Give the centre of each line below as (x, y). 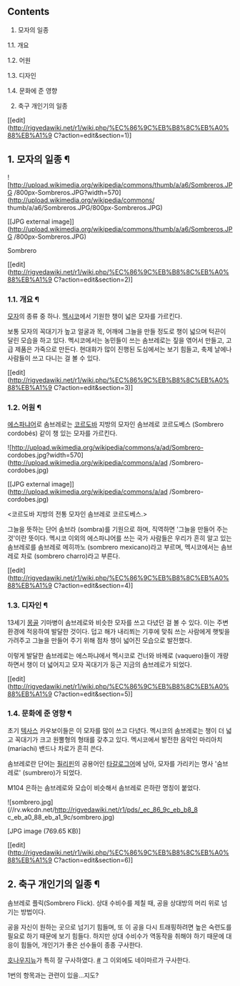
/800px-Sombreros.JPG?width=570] (67, 192)
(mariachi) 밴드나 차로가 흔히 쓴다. (56, 748)
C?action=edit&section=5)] (93, 694)
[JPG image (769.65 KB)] (44, 831)
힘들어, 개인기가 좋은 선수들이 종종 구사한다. (81, 945)
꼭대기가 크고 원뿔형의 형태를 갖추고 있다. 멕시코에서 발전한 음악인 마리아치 (119, 739)
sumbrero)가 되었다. (53, 772)
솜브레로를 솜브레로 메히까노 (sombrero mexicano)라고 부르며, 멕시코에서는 (114, 547)
